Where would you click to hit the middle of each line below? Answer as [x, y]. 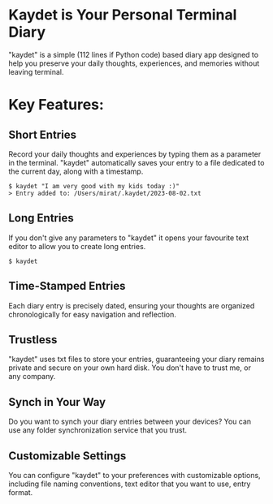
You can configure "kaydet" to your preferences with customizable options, [135, 475]
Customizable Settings [67, 456]
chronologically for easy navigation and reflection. [92, 314]
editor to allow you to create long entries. [77, 246]
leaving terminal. [36, 71]
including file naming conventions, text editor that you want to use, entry [130, 484]
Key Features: [56, 105]
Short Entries [43, 134]
